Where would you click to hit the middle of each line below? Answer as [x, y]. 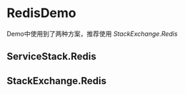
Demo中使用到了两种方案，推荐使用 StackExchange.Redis [92, 33]
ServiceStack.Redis [52, 57]
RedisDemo [41, 13]
